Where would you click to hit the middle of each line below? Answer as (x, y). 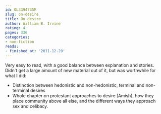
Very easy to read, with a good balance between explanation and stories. (80, 65)
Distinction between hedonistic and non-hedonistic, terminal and (78, 85)
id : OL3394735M (21, 10)
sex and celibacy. (30, 106)
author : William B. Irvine (33, 23)
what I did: (16, 76)
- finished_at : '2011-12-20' (35, 51)
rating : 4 (15, 28)
